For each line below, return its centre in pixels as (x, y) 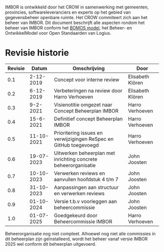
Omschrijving (89, 68)
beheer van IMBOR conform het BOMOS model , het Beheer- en (69, 28)
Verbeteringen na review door (88, 91)
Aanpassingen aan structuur (86, 187)
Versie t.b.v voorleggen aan (85, 201)
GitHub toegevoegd (76, 145)
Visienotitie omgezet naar (83, 105)
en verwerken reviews (79, 193)
